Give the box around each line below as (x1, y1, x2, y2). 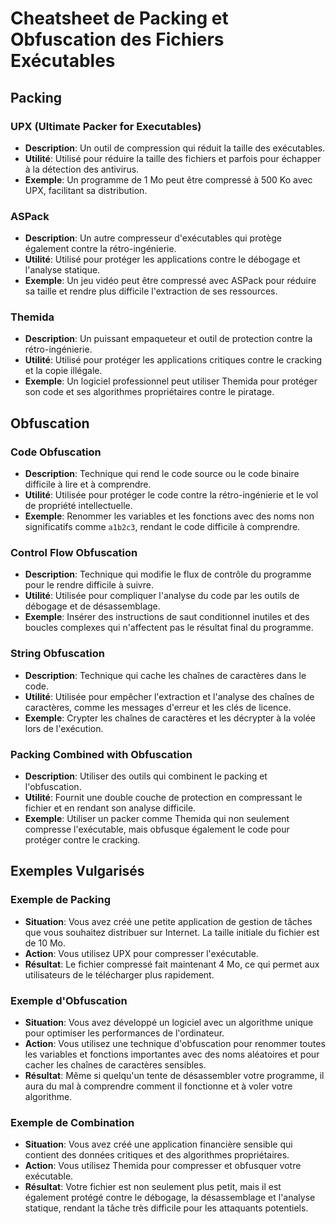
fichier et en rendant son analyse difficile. (24, 802, 197, 814)
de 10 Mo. (24, 937, 67, 949)
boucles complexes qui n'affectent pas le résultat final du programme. (24, 622, 314, 634)
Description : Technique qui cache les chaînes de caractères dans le (24, 669, 307, 681)
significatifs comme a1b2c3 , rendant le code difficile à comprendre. (24, 521, 301, 533)
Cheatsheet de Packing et (10, 7, 229, 30)
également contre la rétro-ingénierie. (24, 243, 177, 255)
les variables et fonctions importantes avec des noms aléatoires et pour (24, 1048, 320, 1061)
